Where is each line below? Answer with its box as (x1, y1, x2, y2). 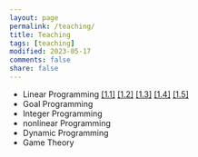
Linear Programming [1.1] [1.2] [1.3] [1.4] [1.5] (22, 88, 189, 100)
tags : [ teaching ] (9, 38, 75, 48)
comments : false (9, 55, 71, 64)
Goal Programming (22, 98, 94, 109)
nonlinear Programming (22, 117, 112, 128)
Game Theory (22, 137, 74, 148)
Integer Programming (22, 108, 103, 119)
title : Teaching (9, 30, 71, 39)
